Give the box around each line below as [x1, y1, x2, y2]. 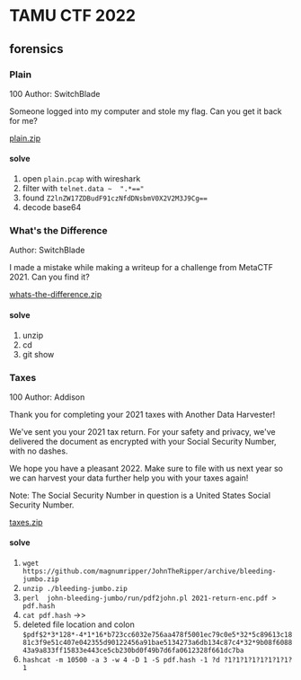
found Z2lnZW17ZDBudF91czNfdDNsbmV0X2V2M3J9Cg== [22, 192, 208, 203]
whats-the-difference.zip [9, 289, 102, 300]
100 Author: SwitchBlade [9, 88, 101, 99]
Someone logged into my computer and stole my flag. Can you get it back [9, 105, 282, 117]
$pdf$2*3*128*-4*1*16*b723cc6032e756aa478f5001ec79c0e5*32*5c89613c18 [22, 631, 293, 640]
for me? [9, 115, 38, 126]
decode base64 [22, 202, 82, 213]
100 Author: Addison [9, 392, 85, 402]
